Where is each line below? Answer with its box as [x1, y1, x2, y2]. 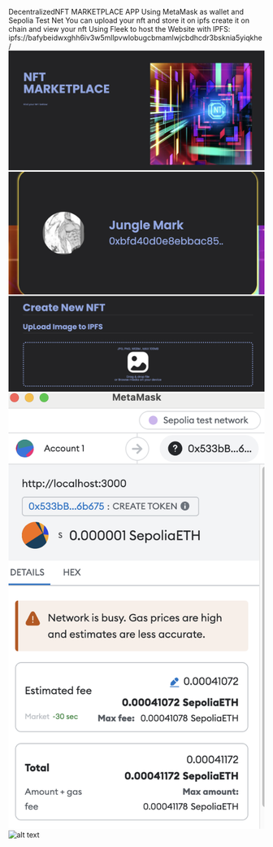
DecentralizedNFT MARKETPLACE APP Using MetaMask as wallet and [8, 7, 245, 16]
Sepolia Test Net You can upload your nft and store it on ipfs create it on [8, 15, 250, 25]
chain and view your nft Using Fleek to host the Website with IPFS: [8, 24, 231, 33]
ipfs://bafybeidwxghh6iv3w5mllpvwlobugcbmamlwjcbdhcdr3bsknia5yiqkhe [8, 33, 262, 42]
